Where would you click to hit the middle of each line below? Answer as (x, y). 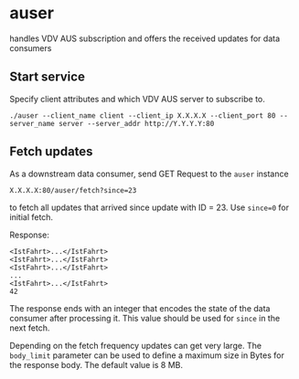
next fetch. (30, 328)
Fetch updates (51, 152)
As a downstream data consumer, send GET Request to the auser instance (149, 174)
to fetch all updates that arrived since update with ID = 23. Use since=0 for (149, 207)
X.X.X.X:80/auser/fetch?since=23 (73, 190)
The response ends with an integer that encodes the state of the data (140, 308)
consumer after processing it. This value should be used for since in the (145, 318)
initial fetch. (31, 216)
